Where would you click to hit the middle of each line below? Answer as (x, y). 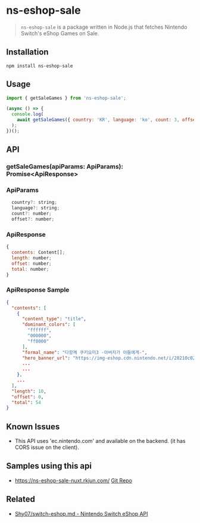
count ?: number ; (32, 214)
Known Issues (33, 426)
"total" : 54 (26, 402)
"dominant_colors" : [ (49, 325)
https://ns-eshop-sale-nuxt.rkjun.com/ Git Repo (74, 480)
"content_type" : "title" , (54, 319)
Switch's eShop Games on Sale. (60, 33)
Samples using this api (49, 466)
